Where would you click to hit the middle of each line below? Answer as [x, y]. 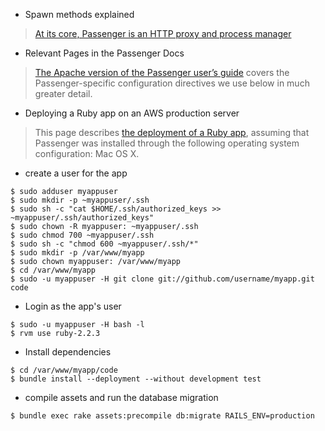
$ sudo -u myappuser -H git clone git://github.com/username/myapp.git [162, 279]
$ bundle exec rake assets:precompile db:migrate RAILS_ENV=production [162, 416]
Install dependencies [68, 352]
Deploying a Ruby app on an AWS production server [132, 113]
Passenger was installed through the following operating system [167, 143]
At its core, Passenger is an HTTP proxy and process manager [163, 33]
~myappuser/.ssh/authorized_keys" [82, 218]
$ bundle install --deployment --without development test [136, 379]
